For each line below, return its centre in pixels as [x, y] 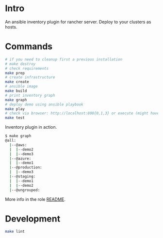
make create [17, 82]
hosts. [11, 27]
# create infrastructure [30, 77]
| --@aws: [18, 145]
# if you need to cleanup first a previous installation [64, 59]
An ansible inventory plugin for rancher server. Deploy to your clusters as [78, 22]
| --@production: [26, 167]
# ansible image [21, 87]
